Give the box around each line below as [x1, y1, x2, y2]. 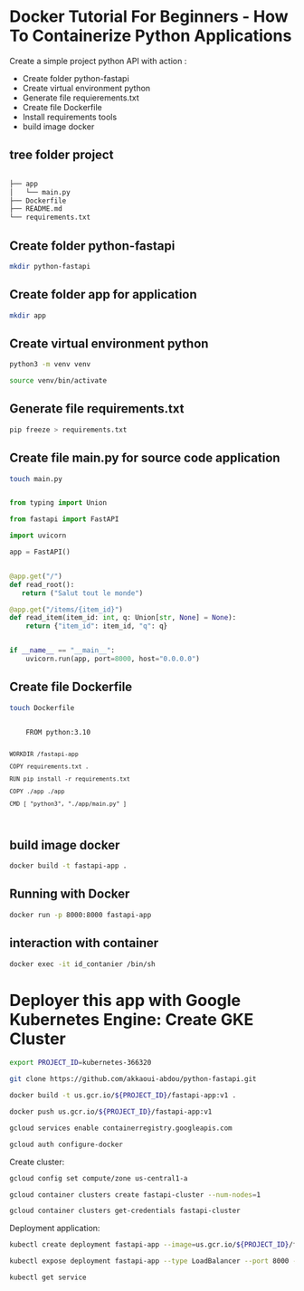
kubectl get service [9, 1273, 88, 1282]
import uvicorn [9, 531, 67, 540]
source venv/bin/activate [9, 376, 107, 385]
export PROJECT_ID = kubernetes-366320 [9, 1058, 152, 1068]
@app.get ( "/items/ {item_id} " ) [9, 604, 124, 614]
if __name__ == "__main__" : [9, 646, 116, 655]
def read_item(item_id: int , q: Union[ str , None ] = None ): [9, 613, 237, 622]
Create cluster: [9, 1156, 65, 1167]
